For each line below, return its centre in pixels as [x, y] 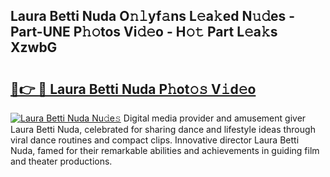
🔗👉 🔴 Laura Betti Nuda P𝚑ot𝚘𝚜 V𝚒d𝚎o [133, 89]
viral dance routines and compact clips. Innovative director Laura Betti [155, 140]
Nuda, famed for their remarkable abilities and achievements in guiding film [165, 150]
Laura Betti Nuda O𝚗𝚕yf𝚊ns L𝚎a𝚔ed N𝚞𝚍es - [153, 16]
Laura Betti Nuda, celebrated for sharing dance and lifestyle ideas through [163, 129]
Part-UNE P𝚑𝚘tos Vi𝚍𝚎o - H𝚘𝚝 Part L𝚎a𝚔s [144, 32]
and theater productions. [61, 161]
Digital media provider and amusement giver [215, 118]
